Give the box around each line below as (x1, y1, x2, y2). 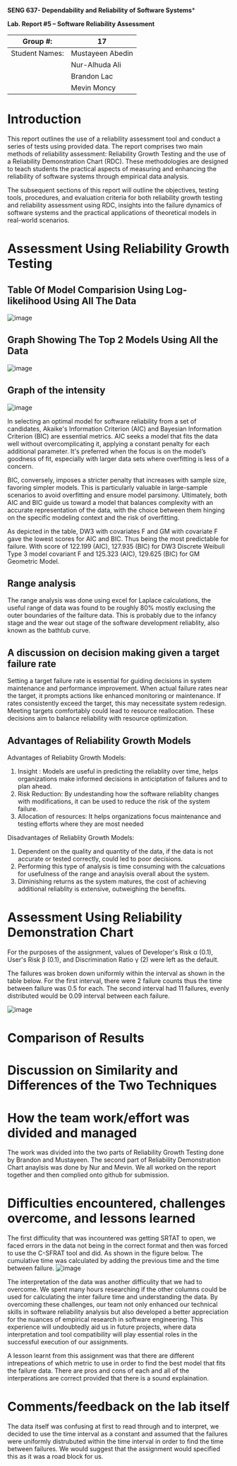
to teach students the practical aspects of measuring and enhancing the (7, 164, 217, 173)
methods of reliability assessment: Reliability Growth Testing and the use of (7, 149, 226, 158)
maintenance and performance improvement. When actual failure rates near (7, 684, 228, 692)
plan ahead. (17, 782, 52, 791)
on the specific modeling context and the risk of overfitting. (7, 513, 180, 522)
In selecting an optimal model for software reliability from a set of (7, 417, 197, 425)
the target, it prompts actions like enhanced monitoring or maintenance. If (7, 692, 221, 700)
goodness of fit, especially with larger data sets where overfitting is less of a (7, 454, 229, 463)
